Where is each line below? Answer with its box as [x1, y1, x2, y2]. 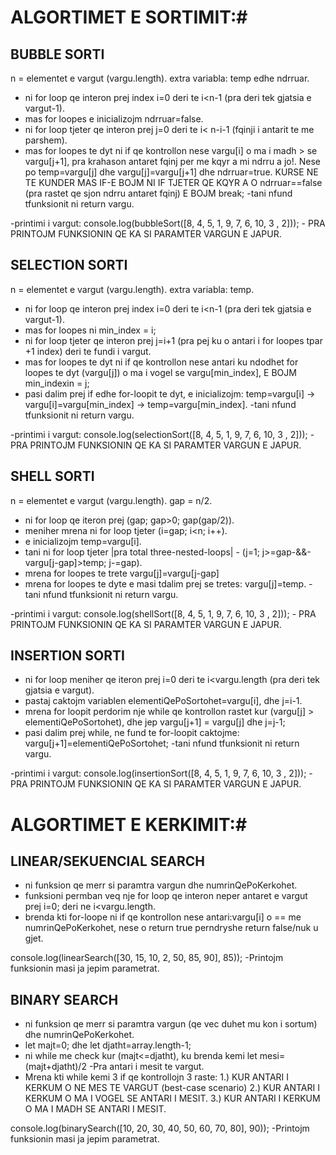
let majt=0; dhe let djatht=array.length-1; [24, 1039, 192, 1051]
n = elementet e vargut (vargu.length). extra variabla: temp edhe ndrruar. [10, 72, 310, 84]
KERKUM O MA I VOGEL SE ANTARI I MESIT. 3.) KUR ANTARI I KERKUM [24, 1092, 321, 1105]
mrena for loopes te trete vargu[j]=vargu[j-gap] [24, 567, 220, 579]
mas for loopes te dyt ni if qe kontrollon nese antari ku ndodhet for [24, 356, 299, 368]
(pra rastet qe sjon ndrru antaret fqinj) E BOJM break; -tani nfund [24, 187, 293, 199]
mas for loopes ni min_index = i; [24, 324, 157, 336]
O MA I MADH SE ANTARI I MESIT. [24, 1103, 167, 1115]
